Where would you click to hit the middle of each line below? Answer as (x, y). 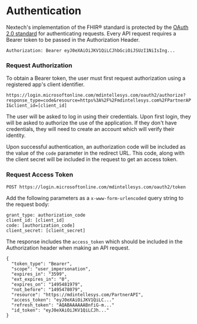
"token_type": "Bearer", (42, 264)
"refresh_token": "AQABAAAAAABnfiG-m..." (63, 305)
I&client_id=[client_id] (37, 106)
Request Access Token (40, 175)
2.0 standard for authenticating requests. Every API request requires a (91, 33)
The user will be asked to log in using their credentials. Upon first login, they (98, 117)
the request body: (28, 204)
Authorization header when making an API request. (68, 248)
